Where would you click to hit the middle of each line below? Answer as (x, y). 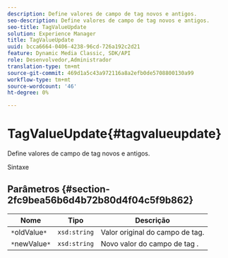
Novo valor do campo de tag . (150, 243)
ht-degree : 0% (28, 93)
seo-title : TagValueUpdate (47, 27)
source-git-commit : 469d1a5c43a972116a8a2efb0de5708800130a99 (101, 73)
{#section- (86, 189)
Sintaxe (18, 168)
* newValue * (31, 243)
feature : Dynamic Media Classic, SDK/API (69, 54)
